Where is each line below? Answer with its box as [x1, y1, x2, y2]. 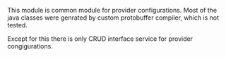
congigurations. [7, 42, 53, 50]
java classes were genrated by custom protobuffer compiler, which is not [7, 13, 220, 22]
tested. [7, 21, 28, 29]
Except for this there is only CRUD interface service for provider [7, 34, 193, 43]
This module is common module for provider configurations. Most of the [7, 6, 218, 14]
